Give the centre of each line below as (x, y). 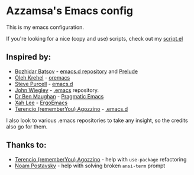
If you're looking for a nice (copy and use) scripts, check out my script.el (95, 38)
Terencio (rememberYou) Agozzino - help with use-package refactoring (101, 159)
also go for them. (27, 126)
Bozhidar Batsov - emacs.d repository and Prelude (76, 71)
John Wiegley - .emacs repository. (57, 90)
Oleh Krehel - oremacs (42, 77)
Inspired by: (29, 57)
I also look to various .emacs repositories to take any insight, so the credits (97, 120)
